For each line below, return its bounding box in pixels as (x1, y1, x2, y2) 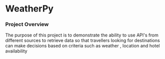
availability (5, 48, 28, 54)
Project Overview (5, 21, 49, 28)
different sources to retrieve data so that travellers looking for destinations (5, 37, 160, 43)
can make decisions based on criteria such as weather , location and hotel (5, 43, 160, 49)
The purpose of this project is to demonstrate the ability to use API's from (5, 32, 158, 38)
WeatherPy (5, 3, 54, 14)
